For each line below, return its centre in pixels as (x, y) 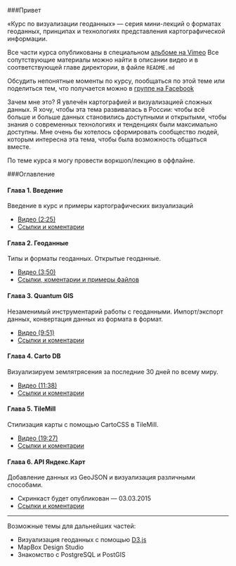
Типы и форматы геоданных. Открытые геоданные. (84, 259)
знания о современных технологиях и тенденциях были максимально (112, 124)
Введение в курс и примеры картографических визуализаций (100, 206)
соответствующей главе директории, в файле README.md (91, 67)
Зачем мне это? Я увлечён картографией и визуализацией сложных (110, 102)
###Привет (24, 10)
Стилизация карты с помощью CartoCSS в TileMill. (83, 425)
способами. (25, 485)
